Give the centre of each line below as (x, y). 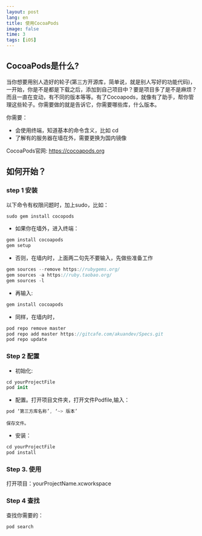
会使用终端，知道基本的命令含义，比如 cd (67, 130)
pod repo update (27, 340)
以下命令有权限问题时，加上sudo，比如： (57, 205)
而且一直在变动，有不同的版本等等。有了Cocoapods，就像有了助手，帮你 (97, 97)
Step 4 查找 (23, 501)
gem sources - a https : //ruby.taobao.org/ (59, 275)
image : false (23, 29)
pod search (20, 527)
